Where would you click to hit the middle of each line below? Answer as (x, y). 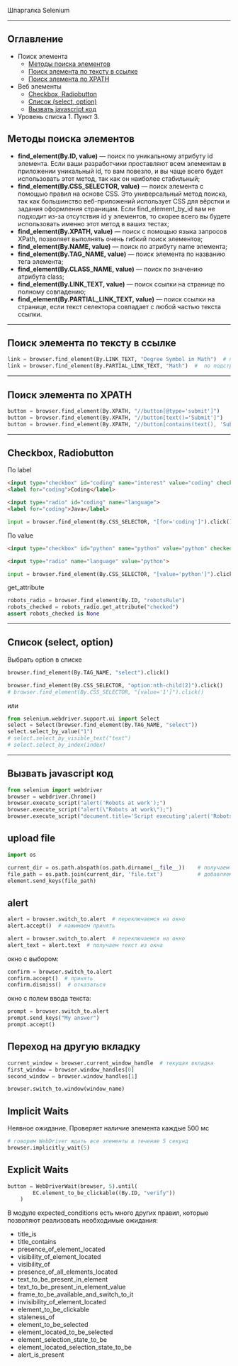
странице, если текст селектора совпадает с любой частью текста (119, 306)
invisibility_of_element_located (62, 1302)
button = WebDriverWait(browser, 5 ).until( (73, 1186)
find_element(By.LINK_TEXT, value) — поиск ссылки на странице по (121, 284)
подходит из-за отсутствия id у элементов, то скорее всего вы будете (124, 216)
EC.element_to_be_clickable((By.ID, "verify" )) (104, 1193)
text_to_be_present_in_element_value (72, 1287)
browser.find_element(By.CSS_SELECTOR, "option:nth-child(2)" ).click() (115, 685)
